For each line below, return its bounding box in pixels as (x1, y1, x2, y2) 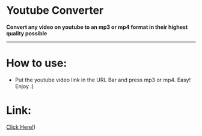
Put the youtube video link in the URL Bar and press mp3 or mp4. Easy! (14, 76, 191, 83)
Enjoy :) (14, 82, 34, 90)
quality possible (6, 29, 47, 37)
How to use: (6, 56, 67, 70)
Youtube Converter (6, 4, 104, 17)
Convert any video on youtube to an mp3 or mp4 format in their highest (6, 23, 188, 31)
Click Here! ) (6, 123, 36, 131)
